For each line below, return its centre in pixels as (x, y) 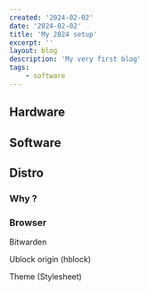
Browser (28, 222)
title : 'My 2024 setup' (54, 34)
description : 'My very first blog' (75, 59)
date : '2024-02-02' (46, 26)
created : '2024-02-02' (51, 17)
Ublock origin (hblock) (50, 260)
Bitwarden (28, 242)
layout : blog (33, 51)
